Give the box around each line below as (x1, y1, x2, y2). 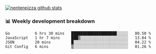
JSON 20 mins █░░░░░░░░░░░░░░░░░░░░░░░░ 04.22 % (5, 40, 151, 45)
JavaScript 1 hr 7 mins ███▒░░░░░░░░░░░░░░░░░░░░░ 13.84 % (5, 35, 151, 40)
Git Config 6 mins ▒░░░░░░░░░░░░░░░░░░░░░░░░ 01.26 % (5, 44, 151, 49)
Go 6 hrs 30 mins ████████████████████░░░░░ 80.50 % (5, 31, 151, 36)
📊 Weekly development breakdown (5, 18, 95, 25)
